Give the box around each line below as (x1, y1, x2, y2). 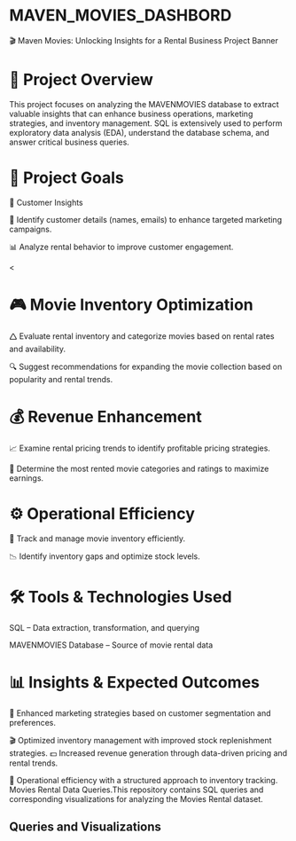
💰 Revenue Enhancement (9, 406, 202, 427)
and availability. (9, 343, 66, 354)
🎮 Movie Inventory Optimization (9, 295, 254, 315)
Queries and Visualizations (9, 819, 162, 834)
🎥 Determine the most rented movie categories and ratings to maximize (9, 463, 269, 474)
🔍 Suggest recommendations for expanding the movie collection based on (9, 361, 283, 372)
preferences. (9, 717, 56, 727)
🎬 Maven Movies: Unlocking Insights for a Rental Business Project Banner (9, 35, 279, 45)
